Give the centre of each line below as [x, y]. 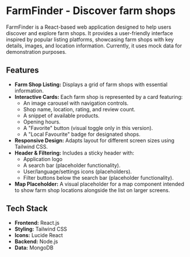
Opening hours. [42, 122]
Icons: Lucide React [38, 235]
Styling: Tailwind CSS [41, 229]
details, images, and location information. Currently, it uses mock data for [94, 46]
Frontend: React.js [37, 222]
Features [22, 71]
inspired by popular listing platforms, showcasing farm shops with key [90, 39]
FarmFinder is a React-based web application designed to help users [89, 27]
